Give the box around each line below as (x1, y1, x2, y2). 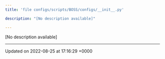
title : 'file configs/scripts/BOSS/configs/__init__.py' (5, 7, 124, 12)
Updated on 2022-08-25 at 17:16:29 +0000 (5, 48, 92, 54)
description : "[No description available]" (5, 16, 96, 21)
